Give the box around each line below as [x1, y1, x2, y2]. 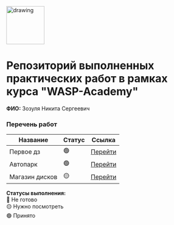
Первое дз [9, 147, 41, 155]
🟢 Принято [6, 212, 35, 220]
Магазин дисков [9, 173, 58, 181]
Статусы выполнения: [6, 190, 66, 197]
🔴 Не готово [6, 196, 38, 204]
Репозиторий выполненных [6, 59, 155, 73]
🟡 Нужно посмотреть [6, 203, 64, 210]
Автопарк [9, 160, 38, 168]
